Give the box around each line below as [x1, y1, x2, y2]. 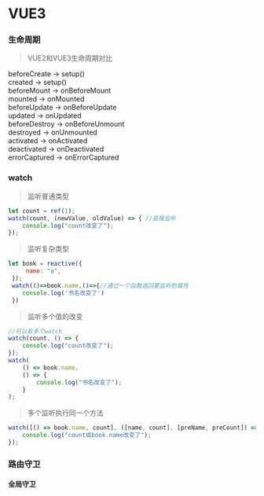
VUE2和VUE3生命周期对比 [27, 53, 112, 63]
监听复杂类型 [27, 244, 69, 254]
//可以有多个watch [8, 327, 63, 335]
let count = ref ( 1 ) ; [8, 207, 76, 215]
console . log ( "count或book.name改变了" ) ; [22, 432, 152, 439]
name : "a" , [25, 267, 61, 275]
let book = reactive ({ [8, 260, 82, 268]
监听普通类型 [27, 191, 69, 200]
